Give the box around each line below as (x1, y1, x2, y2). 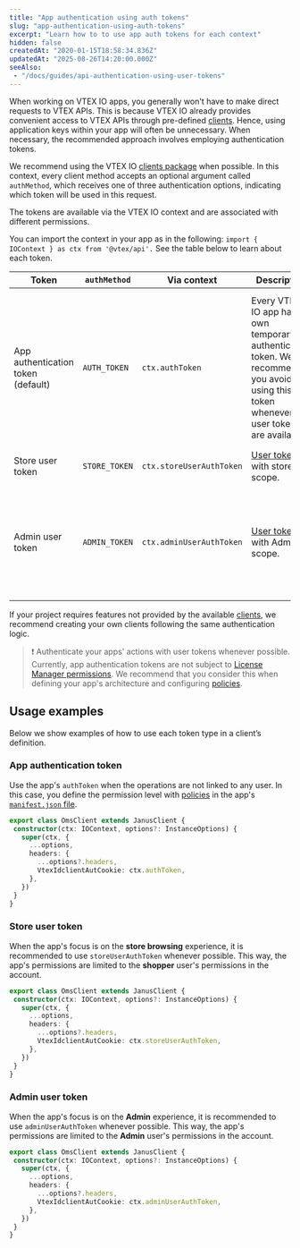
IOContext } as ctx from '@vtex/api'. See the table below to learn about (9, 242, 282, 253)
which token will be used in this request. (9, 189, 157, 200)
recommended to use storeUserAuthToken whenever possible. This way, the (9, 950, 287, 961)
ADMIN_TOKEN (82, 537, 134, 547)
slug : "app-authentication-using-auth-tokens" (9, 21, 186, 30)
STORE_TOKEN (82, 461, 134, 471)
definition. (9, 737, 46, 748)
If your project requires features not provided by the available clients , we (9, 609, 277, 620)
